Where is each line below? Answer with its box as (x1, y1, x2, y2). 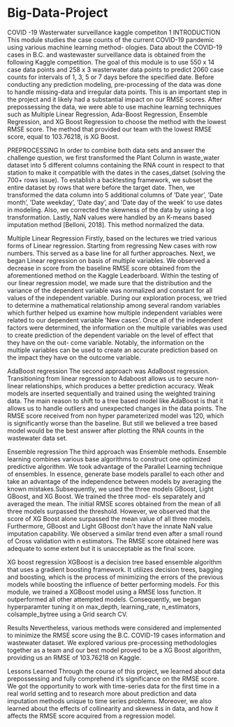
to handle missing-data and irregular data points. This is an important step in (7, 88, 228, 96)
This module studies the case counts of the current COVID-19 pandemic (7, 35, 215, 43)
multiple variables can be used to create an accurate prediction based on (7, 346, 218, 354)
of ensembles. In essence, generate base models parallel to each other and (7, 470, 225, 478)
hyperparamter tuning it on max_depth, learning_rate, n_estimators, (7, 602, 201, 611)
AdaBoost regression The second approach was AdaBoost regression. (7, 367, 210, 375)
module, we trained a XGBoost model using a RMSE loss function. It (7, 587, 202, 596)
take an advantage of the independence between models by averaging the (7, 477, 222, 485)
